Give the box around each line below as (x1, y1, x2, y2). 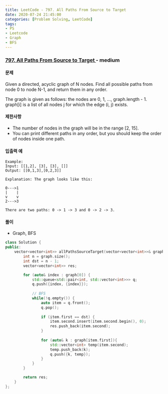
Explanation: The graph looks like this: (5, 177, 93, 182)
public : (5, 244, 21, 250)
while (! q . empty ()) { (31, 296, 75, 301)
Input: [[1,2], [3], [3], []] (5, 164, 68, 169)
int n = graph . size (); (23, 254, 70, 259)
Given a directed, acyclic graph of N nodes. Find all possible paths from (5, 81, 152, 87)
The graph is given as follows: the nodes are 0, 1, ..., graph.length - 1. (5, 96, 147, 102)
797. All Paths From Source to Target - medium (5, 56, 120, 63)
